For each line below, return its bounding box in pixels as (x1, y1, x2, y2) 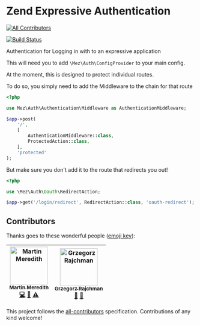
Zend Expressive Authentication (6, 4, 171, 18)
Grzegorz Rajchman (54, 285, 103, 292)
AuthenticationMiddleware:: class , (28, 133, 114, 139)
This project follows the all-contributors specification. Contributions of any (6, 308, 191, 315)
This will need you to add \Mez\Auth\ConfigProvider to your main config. (6, 59, 186, 66)
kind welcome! (6, 315, 43, 322)
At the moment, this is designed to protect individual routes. (6, 71, 154, 78)
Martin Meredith (9, 284, 49, 291)
